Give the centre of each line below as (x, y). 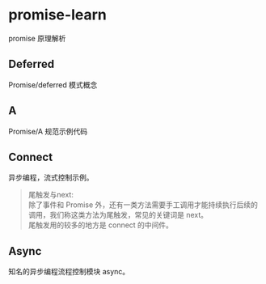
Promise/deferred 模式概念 (53, 85)
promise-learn (57, 15)
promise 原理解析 (37, 38)
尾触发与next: (51, 195)
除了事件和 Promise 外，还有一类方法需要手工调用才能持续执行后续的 (143, 205)
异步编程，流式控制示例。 (51, 178)
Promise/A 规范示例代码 (48, 131)
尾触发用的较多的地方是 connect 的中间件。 (101, 225)
